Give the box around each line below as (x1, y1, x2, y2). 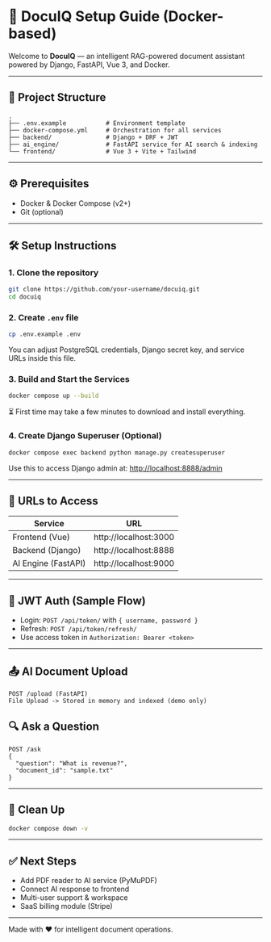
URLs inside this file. (8, 354, 77, 363)
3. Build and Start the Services (8, 374, 131, 385)
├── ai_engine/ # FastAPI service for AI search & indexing (8, 140, 258, 149)
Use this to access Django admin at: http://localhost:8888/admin (8, 463, 223, 473)
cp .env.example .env (8, 330, 81, 338)
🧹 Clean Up (8, 803, 65, 817)
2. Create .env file (8, 312, 79, 323)
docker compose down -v (8, 824, 89, 832)
